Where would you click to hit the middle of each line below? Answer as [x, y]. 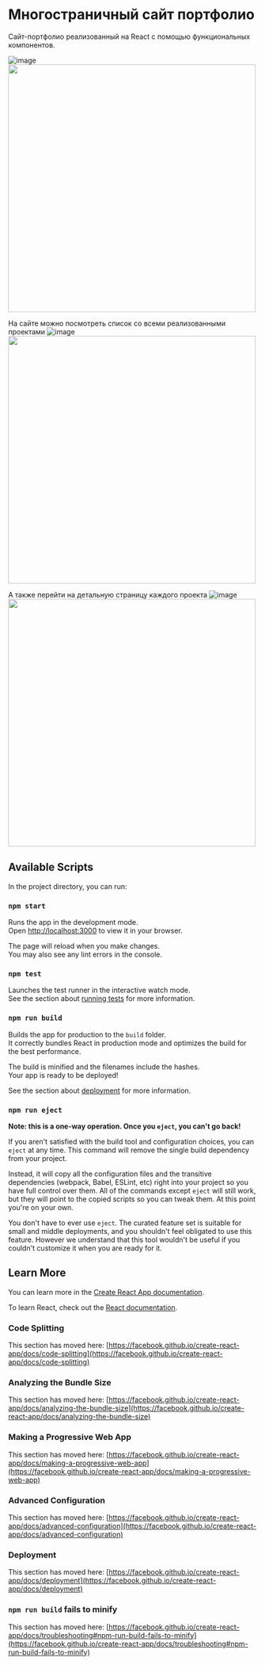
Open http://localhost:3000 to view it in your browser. [96, 931]
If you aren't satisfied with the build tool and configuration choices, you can [131, 1141]
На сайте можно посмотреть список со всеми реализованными [117, 323]
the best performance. [45, 1051]
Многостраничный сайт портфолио [132, 15]
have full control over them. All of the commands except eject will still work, [132, 1190]
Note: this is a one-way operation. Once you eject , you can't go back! [125, 1126]
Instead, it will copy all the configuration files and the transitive [110, 1174]
